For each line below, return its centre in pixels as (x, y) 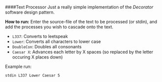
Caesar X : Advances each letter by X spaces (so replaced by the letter (82, 52)
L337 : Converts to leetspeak (40, 36)
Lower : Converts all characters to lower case (57, 41)
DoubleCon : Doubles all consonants (47, 47)
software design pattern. (30, 12)
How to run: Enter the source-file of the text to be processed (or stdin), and (81, 22)
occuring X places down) (37, 57)
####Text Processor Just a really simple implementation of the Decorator (79, 7)
